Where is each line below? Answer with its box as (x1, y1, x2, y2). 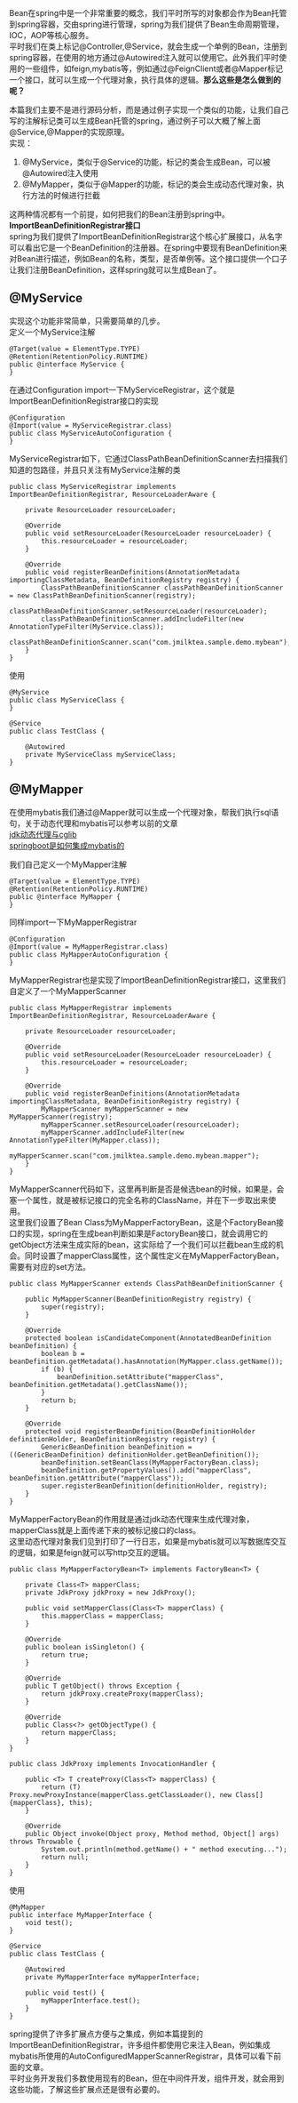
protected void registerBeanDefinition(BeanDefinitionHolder (25, 1426, 255, 1436)
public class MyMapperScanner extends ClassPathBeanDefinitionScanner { (9, 1279, 284, 1288)
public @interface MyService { (9, 359, 125, 369)
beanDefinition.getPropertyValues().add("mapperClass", (41, 1465, 252, 1474)
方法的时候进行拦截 (29, 190, 100, 200)
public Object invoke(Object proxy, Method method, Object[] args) (25, 1829, 279, 1838)
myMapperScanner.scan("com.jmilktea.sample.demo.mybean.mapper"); (9, 1151, 260, 1160)
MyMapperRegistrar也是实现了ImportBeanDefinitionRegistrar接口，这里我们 (9, 975, 286, 985)
